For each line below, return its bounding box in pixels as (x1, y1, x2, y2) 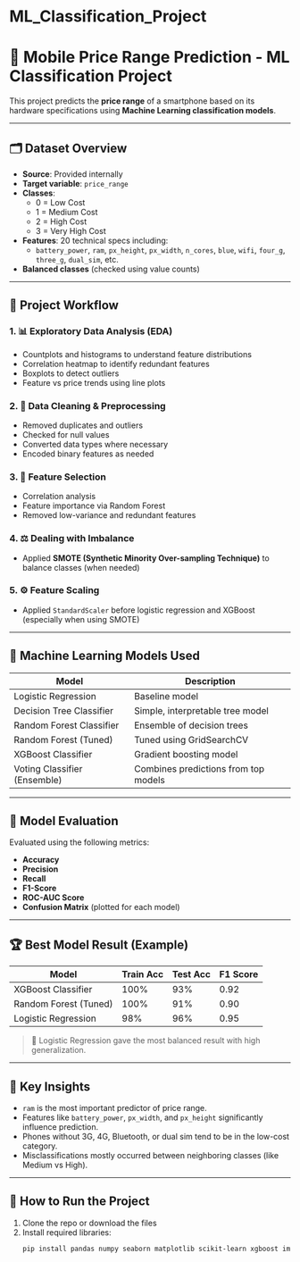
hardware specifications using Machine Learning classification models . (9, 105, 277, 116)
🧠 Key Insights (9, 1079, 91, 1094)
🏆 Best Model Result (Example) (9, 937, 189, 952)
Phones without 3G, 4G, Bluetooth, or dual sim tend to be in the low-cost (21, 1132, 290, 1142)
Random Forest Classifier (13, 719, 120, 731)
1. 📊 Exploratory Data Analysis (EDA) (9, 325, 173, 338)
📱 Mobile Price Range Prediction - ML (9, 47, 290, 68)
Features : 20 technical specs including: (21, 235, 169, 246)
